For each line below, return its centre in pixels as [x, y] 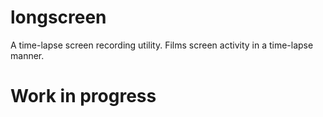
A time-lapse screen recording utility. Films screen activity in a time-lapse [162, 45]
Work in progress [83, 96]
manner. [27, 55]
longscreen [58, 17]
